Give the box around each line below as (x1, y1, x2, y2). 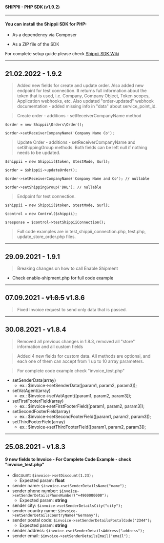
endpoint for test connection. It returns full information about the (17, 88, 147, 94)
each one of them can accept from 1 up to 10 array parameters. (17, 358, 144, 364)
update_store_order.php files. (17, 234, 76, 239)
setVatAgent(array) (12, 388, 51, 393)
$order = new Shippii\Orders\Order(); (5, 122, 84, 127)
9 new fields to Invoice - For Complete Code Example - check (5, 456, 132, 462)
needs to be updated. (17, 150, 61, 156)
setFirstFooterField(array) (12, 398, 64, 404)
